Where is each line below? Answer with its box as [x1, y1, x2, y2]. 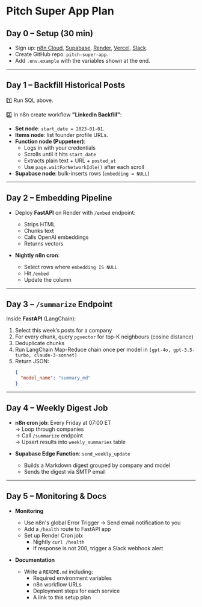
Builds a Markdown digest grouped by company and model [23, 462, 171, 469]
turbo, [14, 352, 32, 358]
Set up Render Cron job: [23, 532, 84, 539]
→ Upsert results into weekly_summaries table [14, 438, 126, 445]
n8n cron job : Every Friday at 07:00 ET [14, 419, 111, 426]
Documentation [14, 556, 55, 564]
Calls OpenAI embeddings [23, 234, 89, 241]
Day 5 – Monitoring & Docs [6, 491, 107, 501]
